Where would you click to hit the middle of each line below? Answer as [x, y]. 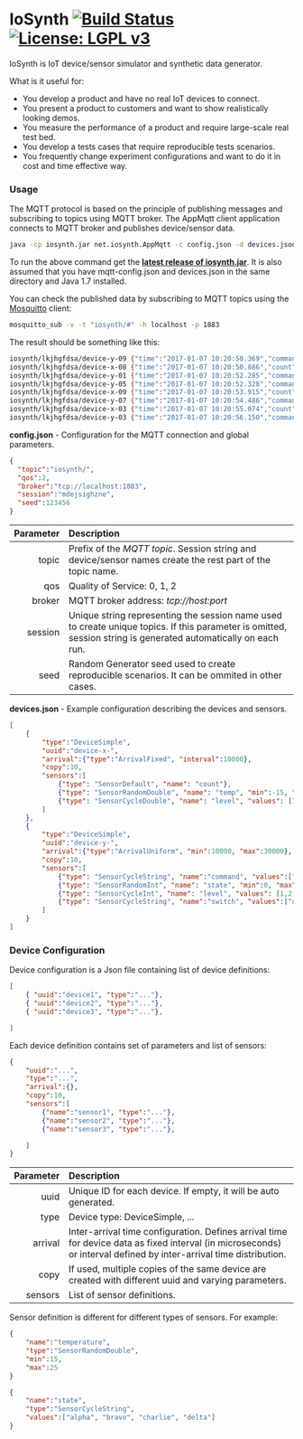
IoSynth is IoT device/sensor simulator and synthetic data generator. [136, 63]
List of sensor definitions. [122, 1295]
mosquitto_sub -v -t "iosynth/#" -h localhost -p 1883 [115, 325]
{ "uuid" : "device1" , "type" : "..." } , [95, 995]
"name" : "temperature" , [68, 1342]
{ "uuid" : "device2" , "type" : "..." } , [95, 1003]
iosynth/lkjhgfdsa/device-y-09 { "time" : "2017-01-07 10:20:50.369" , [139, 358]
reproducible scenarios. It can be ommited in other [175, 675]
